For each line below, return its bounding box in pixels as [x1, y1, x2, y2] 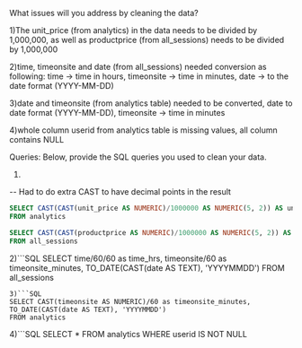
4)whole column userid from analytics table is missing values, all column [9, 125, 279, 135]
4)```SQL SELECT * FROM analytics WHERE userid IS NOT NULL [9, 328, 247, 339]
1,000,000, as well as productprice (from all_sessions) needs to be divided [9, 35, 285, 45]
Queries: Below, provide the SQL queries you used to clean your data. [9, 152, 267, 162]
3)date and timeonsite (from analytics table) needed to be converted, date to [9, 98, 293, 109]
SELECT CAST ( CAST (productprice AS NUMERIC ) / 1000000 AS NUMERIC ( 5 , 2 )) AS [9, 228, 292, 237]
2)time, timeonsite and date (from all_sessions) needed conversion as [9, 62, 267, 72]
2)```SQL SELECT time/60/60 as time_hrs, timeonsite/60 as [9, 253, 227, 264]
